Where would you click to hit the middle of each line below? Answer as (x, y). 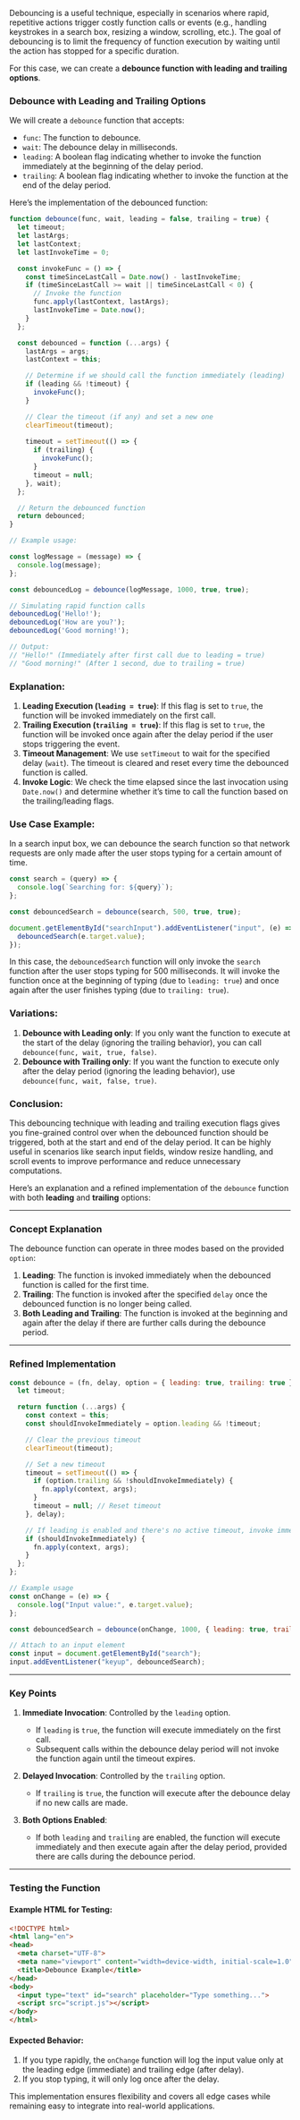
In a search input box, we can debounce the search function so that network (150, 844)
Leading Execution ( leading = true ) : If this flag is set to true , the (142, 705)
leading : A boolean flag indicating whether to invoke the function (142, 157)
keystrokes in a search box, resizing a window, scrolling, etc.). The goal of (145, 32)
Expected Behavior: (46, 2040)
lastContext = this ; (63, 360)
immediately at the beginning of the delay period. (112, 166)
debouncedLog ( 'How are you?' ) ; (67, 622)
